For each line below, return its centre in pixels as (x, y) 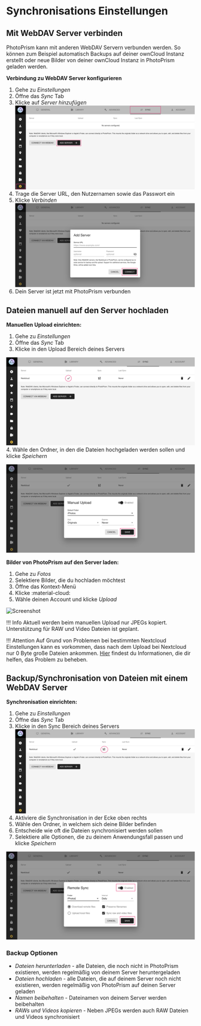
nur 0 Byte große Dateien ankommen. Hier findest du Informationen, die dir (98, 653)
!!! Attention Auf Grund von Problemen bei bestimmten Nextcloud (86, 640)
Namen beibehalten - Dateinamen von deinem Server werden (91, 998)
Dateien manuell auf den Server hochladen (87, 310)
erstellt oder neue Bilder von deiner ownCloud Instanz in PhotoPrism (90, 60)
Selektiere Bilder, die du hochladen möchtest (70, 580)
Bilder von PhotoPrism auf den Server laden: (63, 562)
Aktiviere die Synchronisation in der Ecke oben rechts (81, 818)
